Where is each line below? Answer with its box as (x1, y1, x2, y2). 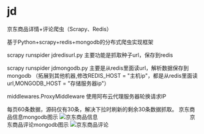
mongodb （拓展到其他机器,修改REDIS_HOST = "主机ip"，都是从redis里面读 (7, 72, 198, 79)
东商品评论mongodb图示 (7, 121, 69, 128)
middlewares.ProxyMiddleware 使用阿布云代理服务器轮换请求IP (7, 92, 167, 100)
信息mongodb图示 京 (12, 113, 195, 121)
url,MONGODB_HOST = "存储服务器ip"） (7, 80, 110, 87)
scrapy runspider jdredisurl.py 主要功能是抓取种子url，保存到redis (7, 51, 173, 59)
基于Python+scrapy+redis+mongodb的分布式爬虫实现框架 (7, 38, 154, 45)
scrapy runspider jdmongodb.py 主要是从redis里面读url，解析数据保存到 (7, 64, 189, 72)
